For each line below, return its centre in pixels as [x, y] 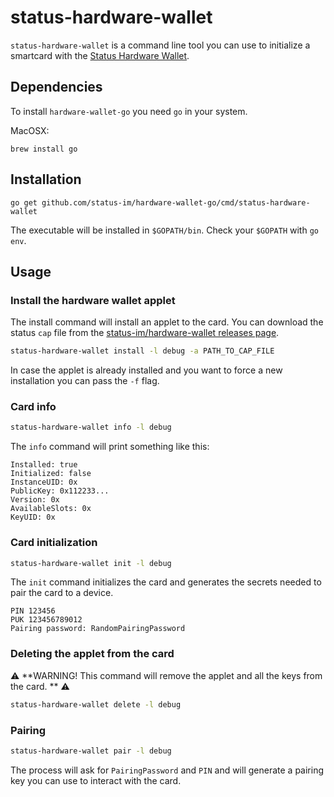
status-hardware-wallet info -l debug [91, 427]
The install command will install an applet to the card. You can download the [167, 322]
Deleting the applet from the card [92, 654]
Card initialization [54, 543]
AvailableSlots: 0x [51, 509]
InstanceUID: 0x [44, 482]
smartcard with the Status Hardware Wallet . [100, 55]
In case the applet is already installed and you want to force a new [146, 370]
